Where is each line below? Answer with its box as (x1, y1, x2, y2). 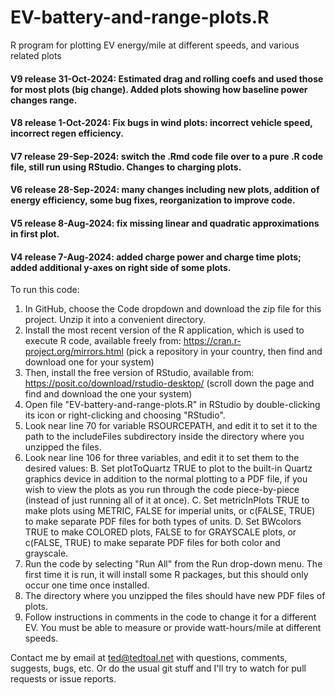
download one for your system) (24, 356, 155, 368)
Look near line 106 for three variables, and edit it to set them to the (24, 452, 300, 464)
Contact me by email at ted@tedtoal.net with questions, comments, (10, 652, 288, 664)
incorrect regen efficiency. (10, 127, 124, 140)
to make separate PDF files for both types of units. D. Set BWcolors (24, 516, 302, 528)
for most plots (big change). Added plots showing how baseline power (10, 83, 308, 95)
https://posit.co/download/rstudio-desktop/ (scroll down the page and (24, 377, 315, 390)
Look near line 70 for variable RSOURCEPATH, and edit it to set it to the (24, 420, 318, 432)
